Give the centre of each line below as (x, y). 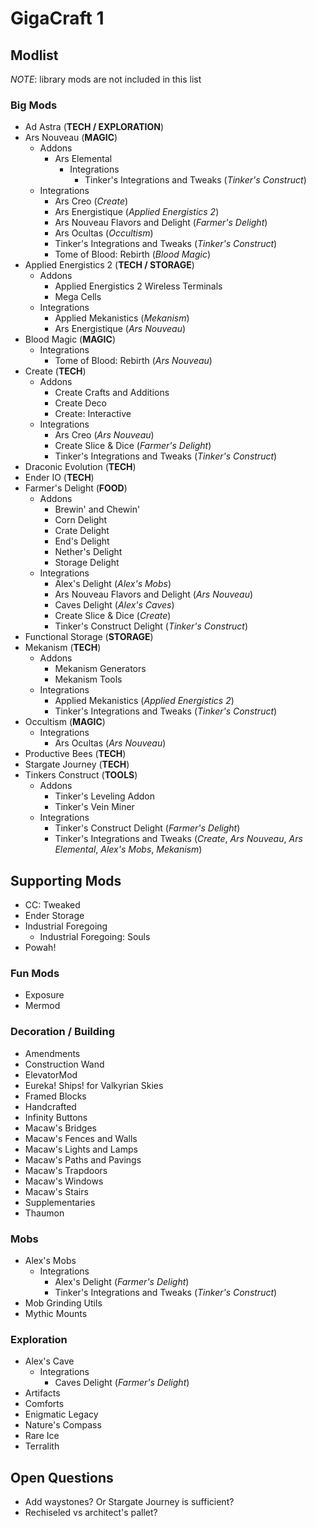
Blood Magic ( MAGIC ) (70, 339)
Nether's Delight (88, 552)
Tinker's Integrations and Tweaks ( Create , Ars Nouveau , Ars (178, 839)
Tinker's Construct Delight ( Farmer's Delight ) (147, 828)
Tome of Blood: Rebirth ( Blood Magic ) (133, 254)
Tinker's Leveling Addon (105, 796)
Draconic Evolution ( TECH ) (80, 467)
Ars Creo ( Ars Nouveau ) (104, 435)
